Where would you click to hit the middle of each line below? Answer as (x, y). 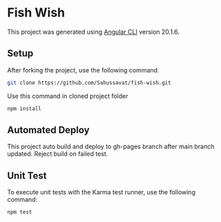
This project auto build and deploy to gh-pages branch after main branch (111, 147)
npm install (24, 108)
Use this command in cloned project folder (68, 96)
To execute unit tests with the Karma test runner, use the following (101, 192)
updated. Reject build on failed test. (58, 154)
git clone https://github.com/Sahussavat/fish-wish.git (89, 83)
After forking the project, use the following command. (83, 70)
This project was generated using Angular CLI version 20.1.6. (94, 32)
